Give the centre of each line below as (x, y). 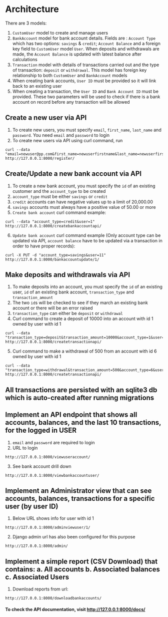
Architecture (32, 9)
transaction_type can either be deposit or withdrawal (68, 314)
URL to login (25, 448)
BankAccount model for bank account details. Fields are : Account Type (84, 38)
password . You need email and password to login (61, 135)
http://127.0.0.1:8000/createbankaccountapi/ (53, 226)
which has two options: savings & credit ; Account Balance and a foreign (86, 43)
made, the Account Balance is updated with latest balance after (77, 54)
